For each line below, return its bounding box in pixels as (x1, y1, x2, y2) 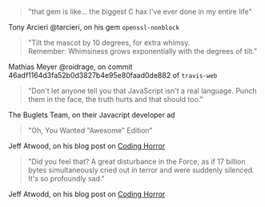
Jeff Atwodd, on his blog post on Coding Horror (8, 189, 166, 199)
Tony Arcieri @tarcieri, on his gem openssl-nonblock (8, 22, 180, 31)
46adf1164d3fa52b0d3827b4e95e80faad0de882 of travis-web (8, 71, 218, 79)
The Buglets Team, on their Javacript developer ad (8, 110, 175, 120)
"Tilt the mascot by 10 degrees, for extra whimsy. (27, 38, 191, 47)
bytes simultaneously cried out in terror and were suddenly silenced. (27, 165, 255, 175)
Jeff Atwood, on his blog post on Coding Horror (8, 141, 166, 151)
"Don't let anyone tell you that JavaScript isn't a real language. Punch (27, 86, 257, 95)
